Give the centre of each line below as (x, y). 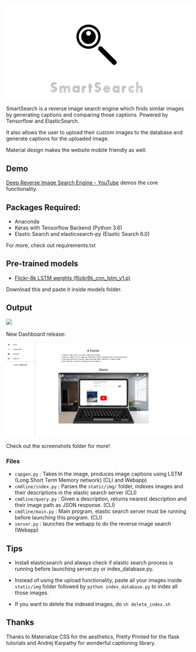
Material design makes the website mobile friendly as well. (77, 150)
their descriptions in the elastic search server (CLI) (76, 493)
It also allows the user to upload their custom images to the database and (94, 133)
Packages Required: (43, 207)
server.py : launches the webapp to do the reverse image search (93, 524)
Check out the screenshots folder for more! (58, 446)
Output (19, 308)
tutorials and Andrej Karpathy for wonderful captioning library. (81, 643)
